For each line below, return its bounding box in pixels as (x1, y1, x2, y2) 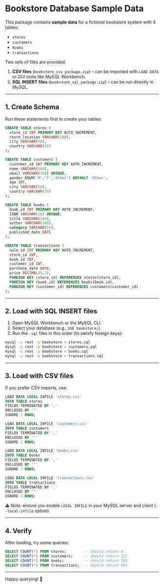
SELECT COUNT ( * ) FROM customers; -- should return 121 (5, 554, 128, 559)
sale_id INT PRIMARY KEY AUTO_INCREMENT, (9, 248, 95, 253)
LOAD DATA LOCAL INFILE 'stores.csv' (5, 394, 82, 399)
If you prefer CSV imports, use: (5, 384, 67, 390)
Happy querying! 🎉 (5, 576, 43, 582)
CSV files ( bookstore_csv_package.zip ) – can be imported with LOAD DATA (12, 68, 159, 74)
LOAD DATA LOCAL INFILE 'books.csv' (5, 448, 80, 454)
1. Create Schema (5, 103, 60, 111)
